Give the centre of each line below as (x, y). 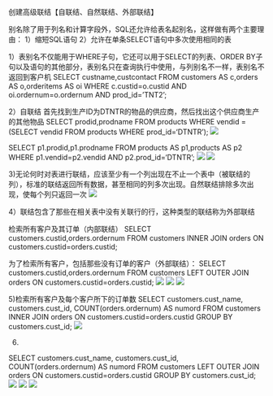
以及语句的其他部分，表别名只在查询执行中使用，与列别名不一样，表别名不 (140, 67)
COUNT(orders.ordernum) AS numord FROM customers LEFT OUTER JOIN (134, 367)
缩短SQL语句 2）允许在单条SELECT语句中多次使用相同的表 (133, 39)
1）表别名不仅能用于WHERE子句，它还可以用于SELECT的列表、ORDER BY (132, 57)
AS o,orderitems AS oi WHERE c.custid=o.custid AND (97, 86)
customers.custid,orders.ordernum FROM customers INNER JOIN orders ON (136, 238)
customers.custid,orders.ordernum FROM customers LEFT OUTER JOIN (129, 272)
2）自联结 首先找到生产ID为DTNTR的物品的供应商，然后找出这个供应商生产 (134, 111)
